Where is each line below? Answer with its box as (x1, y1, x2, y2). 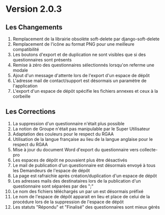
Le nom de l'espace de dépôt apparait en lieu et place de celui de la (12, 193, 150, 199)
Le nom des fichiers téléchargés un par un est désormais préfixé (12, 188, 144, 194)
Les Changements (5, 23, 63, 31)
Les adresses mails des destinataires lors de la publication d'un (12, 178, 141, 184)
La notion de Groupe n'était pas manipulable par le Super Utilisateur (12, 126, 150, 132)
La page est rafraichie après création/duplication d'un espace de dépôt (12, 173, 157, 179)
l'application (12, 83, 38, 89)
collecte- (139, 146, 158, 153)
